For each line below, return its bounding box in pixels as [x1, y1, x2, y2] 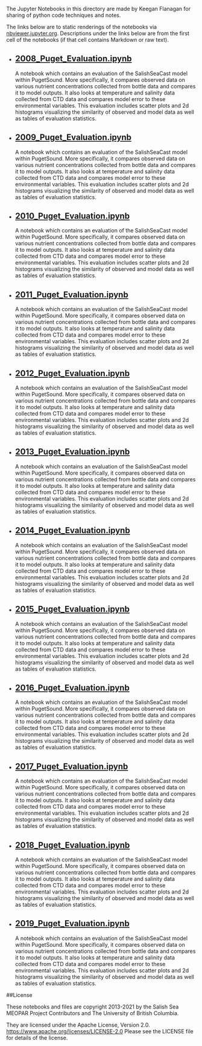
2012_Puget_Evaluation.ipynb [14, 368, 130, 378]
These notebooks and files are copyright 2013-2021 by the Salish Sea [6, 1003, 179, 1010]
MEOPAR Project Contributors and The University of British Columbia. [6, 1009, 179, 1016]
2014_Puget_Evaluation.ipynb [14, 525, 131, 536]
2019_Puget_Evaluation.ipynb [14, 918, 130, 929]
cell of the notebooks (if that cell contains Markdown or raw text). [6, 36, 169, 43]
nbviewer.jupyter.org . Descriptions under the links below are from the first [6, 30, 190, 37]
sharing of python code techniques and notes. [6, 12, 121, 19]
